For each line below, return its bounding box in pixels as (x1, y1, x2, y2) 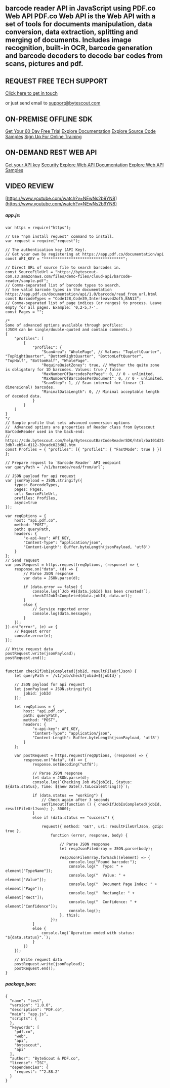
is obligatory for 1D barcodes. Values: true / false (5, 367, 121, 372)
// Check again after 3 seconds (41, 797, 110, 803)
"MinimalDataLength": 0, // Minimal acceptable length (41, 389, 159, 394)
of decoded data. (5, 393, 42, 398)
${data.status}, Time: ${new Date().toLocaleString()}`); (5, 784, 130, 789)
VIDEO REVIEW (5, 182, 54, 191)
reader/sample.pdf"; (5, 278, 49, 283)
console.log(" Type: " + (68, 864, 123, 869)
